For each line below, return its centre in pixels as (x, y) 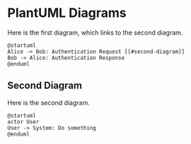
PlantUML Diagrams (67, 13)
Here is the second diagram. (48, 102)
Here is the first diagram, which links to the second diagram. (95, 32)
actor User (23, 121)
